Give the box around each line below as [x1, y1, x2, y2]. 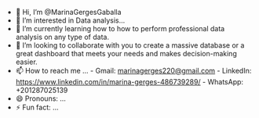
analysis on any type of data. [15, 32, 110, 41]
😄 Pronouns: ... [15, 94, 67, 103]
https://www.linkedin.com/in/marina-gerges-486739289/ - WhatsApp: [15, 77, 244, 86]
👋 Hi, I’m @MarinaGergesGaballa [15, 8, 122, 16]
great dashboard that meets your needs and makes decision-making [15, 49, 237, 58]
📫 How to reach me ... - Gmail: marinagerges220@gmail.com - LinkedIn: [15, 66, 252, 75]
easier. [15, 57, 38, 66]
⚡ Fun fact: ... [15, 102, 59, 112]
